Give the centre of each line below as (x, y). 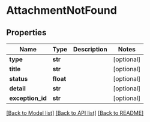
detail (17, 89)
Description (90, 49)
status (19, 79)
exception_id (28, 98)
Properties (26, 33)
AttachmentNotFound (61, 10)
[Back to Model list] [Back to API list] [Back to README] (75, 113)
